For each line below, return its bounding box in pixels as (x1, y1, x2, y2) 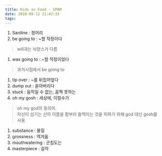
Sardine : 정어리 (12, 30, 43, 36)
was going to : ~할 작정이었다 (12, 57, 69, 62)
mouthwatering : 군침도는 (12, 140, 62, 145)
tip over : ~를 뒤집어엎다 (12, 77, 59, 83)
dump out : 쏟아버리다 (12, 83, 55, 89)
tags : (5, 16, 16, 21)
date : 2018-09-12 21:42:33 (5, 12, 60, 16)
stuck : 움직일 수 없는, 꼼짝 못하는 (12, 89, 76, 95)
